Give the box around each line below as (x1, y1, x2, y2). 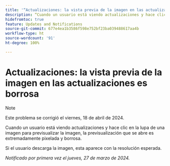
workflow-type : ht (5, 31, 44, 36)
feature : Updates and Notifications (5, 21, 82, 27)
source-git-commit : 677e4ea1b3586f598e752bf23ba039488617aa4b (5, 26, 139, 31)
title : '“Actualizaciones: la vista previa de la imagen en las (5, 7, 144, 13)
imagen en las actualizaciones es (5, 77, 148, 89)
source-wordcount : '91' (5, 36, 56, 41)
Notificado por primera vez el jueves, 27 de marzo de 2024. (5, 155, 130, 161)
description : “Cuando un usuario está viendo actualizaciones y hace (5, 12, 155, 17)
